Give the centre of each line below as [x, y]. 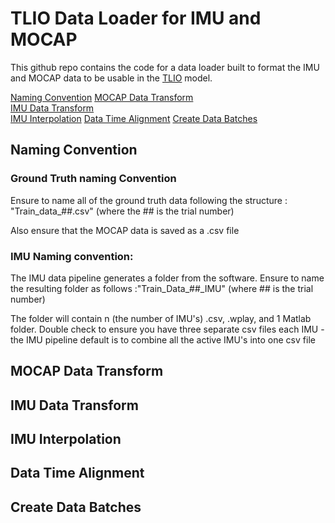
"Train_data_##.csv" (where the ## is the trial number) [122, 211]
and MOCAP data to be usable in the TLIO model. [111, 78]
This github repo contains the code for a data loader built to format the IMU [165, 67]
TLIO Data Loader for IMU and [136, 18]
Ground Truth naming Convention [93, 179]
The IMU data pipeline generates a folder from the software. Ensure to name [167, 278]
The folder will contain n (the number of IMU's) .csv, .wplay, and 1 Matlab [161, 318]
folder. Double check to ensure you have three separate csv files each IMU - [167, 329]
